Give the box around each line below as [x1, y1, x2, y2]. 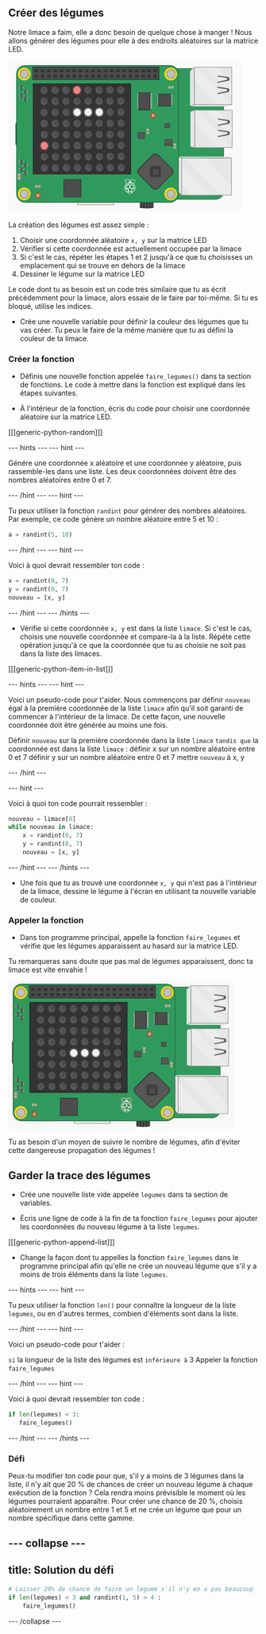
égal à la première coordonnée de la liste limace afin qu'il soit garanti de [8, 703, 244, 713]
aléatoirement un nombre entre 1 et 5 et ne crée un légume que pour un [8, 1505, 242, 1515]
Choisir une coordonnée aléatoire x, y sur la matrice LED [19, 235, 207, 245]
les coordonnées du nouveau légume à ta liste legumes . [19, 1222, 200, 1231]
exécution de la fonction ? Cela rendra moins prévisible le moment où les [8, 1488, 246, 1497]
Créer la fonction [8, 353, 75, 364]
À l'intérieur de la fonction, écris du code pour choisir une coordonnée [19, 404, 250, 414]
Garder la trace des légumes [8, 1169, 151, 1182]
